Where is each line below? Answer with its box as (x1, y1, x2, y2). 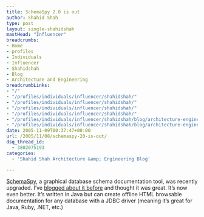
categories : (6, 150, 36, 156)
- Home (6, 43, 23, 49)
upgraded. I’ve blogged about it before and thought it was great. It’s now (6, 184, 188, 191)
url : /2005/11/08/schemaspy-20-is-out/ (6, 133, 107, 140)
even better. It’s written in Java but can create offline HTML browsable (6, 191, 182, 198)
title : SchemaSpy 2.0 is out (6, 9, 80, 15)
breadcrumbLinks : (6, 83, 50, 89)
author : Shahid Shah (6, 15, 59, 21)
